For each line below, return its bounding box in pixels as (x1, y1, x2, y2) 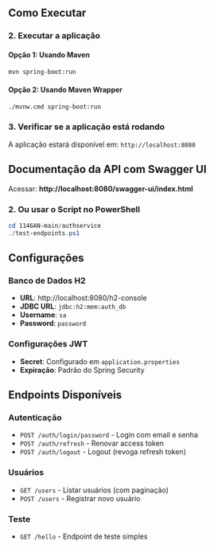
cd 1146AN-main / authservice (8, 222, 102, 229)
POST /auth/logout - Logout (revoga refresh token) (19, 447, 187, 457)
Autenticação (8, 412, 62, 423)
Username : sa (19, 310, 67, 320)
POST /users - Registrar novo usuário (19, 493, 141, 503)
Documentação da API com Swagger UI (8, 163, 207, 176)
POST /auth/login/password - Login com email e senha (19, 430, 199, 440)
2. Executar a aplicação (8, 30, 101, 41)
